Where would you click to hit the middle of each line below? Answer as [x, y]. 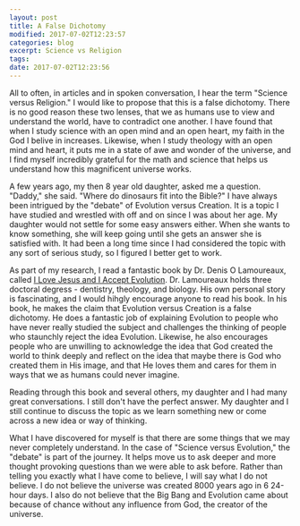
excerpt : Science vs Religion [66, 51]
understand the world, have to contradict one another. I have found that [141, 121]
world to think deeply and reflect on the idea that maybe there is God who [146, 355]
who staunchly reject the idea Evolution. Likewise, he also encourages [139, 336]
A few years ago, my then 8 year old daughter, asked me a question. [135, 186]
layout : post [34, 17]
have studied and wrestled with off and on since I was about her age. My [143, 215]
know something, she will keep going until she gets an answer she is [136, 233]
